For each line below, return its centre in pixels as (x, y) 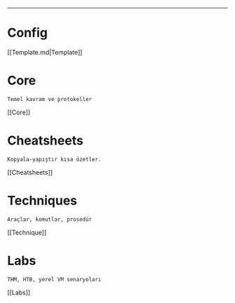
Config (27, 33)
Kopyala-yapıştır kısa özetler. (54, 159)
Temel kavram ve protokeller (50, 99)
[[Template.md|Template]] (45, 52)
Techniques (42, 201)
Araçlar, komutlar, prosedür (50, 219)
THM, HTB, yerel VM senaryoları (54, 279)
